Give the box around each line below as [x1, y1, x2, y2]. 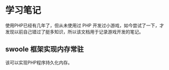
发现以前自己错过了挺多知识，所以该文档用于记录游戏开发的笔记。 [5, 28, 144, 34]
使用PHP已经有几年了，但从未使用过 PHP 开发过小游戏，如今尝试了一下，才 [5, 22, 164, 28]
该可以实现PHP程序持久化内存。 [5, 59, 73, 65]
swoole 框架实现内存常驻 [5, 45, 84, 54]
